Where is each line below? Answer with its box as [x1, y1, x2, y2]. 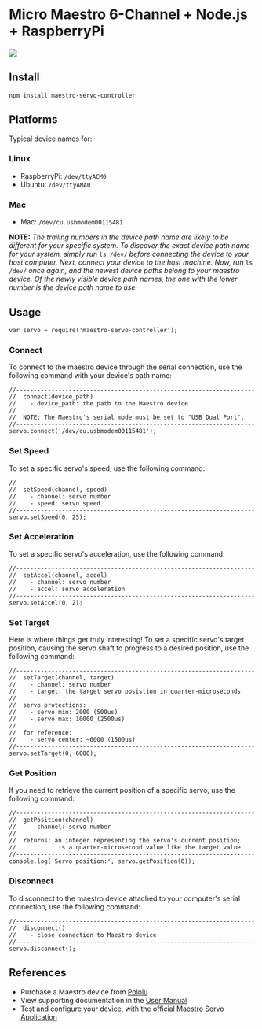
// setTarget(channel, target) [9, 674, 115, 682]
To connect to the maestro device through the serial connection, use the [9, 362, 242, 372]
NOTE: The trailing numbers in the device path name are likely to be [9, 232, 229, 242]
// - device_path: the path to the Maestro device [9, 400, 189, 408]
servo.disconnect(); [9, 945, 77, 953]
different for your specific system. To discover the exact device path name [9, 241, 250, 250]
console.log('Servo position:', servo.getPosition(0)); [9, 857, 195, 865]
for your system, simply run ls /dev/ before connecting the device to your [9, 250, 249, 259]
